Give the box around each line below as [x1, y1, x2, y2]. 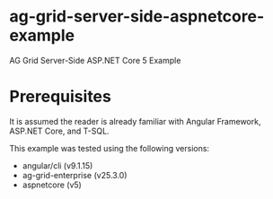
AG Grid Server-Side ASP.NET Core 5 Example [9, 55, 181, 65]
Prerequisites [9, 87, 112, 107]
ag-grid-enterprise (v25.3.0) [22, 169, 128, 180]
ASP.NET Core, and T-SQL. [9, 125, 110, 136]
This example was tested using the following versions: [9, 143, 209, 153]
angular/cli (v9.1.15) [22, 160, 93, 171]
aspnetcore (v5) [22, 179, 83, 190]
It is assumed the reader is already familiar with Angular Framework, [9, 116, 261, 126]
